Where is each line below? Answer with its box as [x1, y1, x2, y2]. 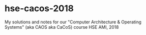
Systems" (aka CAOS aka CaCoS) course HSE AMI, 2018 [4, 24, 119, 30]
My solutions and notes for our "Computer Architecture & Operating [4, 19, 142, 25]
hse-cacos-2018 [4, 3, 74, 14]
